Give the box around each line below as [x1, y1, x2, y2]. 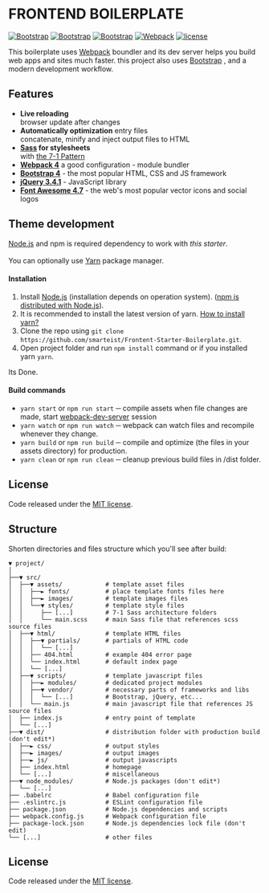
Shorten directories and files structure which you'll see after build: [8, 544, 227, 553]
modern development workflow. [8, 63, 114, 73]
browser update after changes [19, 117, 120, 127]
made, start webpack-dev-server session [19, 411, 157, 422]
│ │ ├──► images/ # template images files [8, 594, 189, 602]
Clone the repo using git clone [19, 326, 124, 336]
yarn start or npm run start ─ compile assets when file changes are [19, 403, 248, 413]
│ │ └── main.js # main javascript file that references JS [8, 699, 253, 707]
